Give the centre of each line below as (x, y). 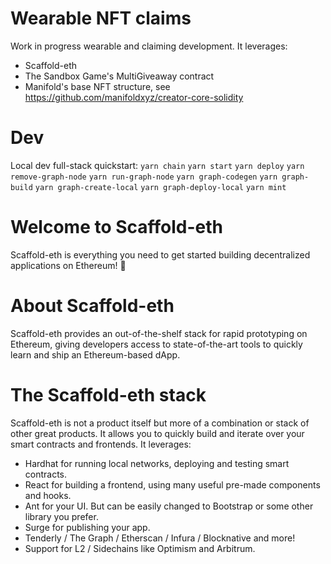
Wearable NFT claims (101, 18)
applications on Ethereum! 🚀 (68, 265)
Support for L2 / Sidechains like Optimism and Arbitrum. (140, 548)
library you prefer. (61, 516)
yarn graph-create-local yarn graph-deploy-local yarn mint (160, 187)
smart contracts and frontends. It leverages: (101, 444)
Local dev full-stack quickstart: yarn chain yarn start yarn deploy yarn (157, 165)
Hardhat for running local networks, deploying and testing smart (157, 463)
